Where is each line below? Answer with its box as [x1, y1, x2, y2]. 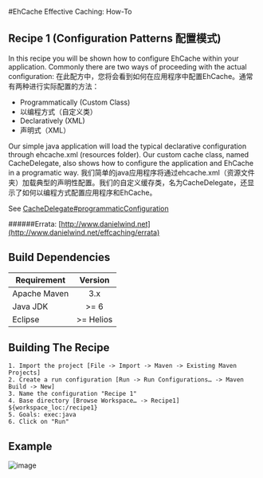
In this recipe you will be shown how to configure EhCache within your [8, 53, 239, 63]
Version [79, 275, 110, 286]
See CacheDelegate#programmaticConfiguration [8, 203, 169, 213]
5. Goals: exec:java [8, 411, 77, 419]
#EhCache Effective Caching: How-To [8, 7, 133, 16]
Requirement [15, 275, 66, 286]
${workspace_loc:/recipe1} [8, 404, 98, 412]
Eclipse [12, 314, 40, 325]
